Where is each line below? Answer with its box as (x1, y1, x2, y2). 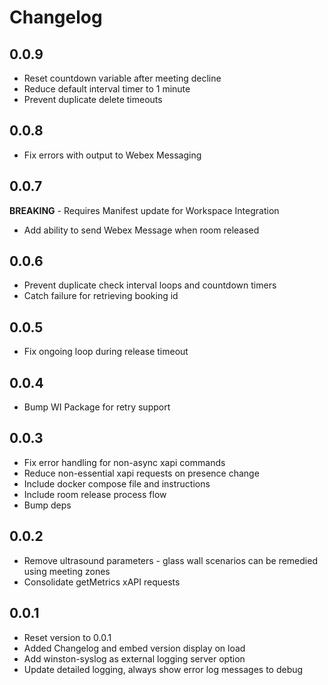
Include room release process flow (23, 488, 167, 500)
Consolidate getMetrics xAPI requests (23, 576, 181, 588)
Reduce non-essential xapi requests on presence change (23, 467, 260, 479)
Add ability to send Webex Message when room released (23, 224, 260, 236)
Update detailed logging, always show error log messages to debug (23, 663, 304, 675)
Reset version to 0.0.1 (23, 631, 112, 643)
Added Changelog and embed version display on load (23, 642, 246, 654)
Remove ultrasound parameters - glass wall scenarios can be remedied (23, 554, 318, 566)
